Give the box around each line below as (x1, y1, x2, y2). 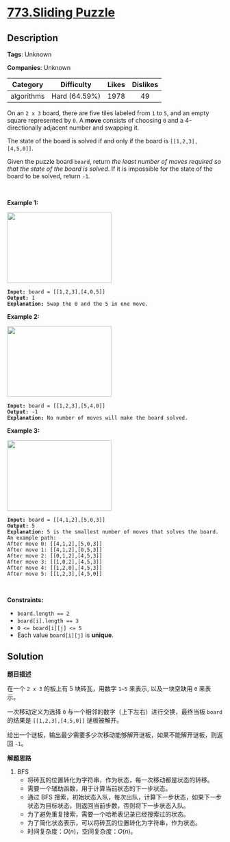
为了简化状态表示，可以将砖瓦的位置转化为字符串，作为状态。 (27, 818, 202, 827)
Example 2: (7, 313, 40, 320)
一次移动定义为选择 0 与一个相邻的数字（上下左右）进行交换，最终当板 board (7, 708, 222, 716)
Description (7, 32, 58, 44)
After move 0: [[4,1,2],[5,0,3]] (7, 540, 103, 547)
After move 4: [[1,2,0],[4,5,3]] (7, 564, 103, 571)
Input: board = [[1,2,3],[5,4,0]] (7, 402, 106, 409)
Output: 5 (7, 522, 36, 529)
